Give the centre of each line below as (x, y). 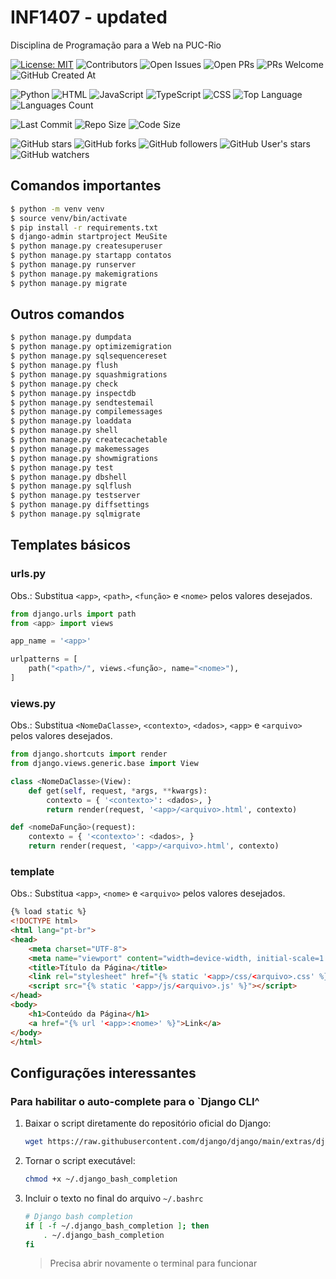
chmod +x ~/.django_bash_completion (101, 1179)
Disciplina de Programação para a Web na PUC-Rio (116, 45)
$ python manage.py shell (64, 431)
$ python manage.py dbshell (69, 477)
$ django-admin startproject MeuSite (89, 237)
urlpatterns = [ (44, 659)
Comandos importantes (86, 186)
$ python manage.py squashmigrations (89, 374)
